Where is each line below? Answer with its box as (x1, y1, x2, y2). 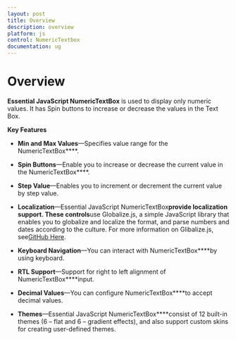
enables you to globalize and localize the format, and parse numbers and (17, 217, 230, 226)
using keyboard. (17, 253, 65, 262)
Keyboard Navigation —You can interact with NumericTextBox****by (17, 246, 218, 255)
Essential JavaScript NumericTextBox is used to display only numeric (7, 97, 212, 105)
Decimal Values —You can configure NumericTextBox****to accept (17, 289, 213, 297)
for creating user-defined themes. (17, 324, 116, 333)
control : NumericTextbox (7, 37, 80, 44)
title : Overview (7, 17, 55, 24)
